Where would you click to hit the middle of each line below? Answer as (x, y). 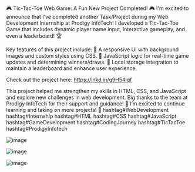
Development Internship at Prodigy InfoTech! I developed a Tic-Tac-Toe (93, 23)
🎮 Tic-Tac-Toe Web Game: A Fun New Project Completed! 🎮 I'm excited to (97, 8)
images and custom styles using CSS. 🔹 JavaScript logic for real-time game (97, 56)
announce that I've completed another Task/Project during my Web (87, 17)
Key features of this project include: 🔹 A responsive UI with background (93, 49)
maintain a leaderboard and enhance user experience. (72, 68)
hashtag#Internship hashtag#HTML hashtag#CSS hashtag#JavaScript (91, 116)
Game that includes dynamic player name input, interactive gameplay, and (96, 29)
